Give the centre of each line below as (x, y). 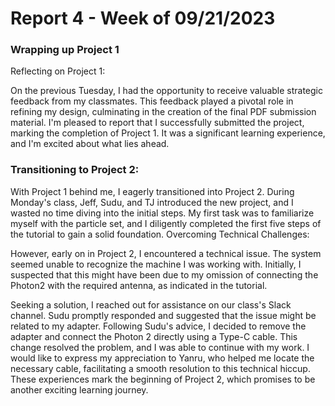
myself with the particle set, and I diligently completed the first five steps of (166, 223)
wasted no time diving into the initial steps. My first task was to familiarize (162, 213)
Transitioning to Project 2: (75, 170)
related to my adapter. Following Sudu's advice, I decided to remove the (158, 326)
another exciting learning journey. (79, 389)
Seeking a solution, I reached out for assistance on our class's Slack (151, 304)
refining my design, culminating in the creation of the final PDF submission (163, 112)
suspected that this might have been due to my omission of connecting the (164, 274)
